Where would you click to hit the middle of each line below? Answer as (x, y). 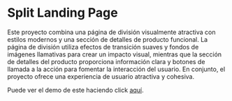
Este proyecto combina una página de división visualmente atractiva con (111, 32)
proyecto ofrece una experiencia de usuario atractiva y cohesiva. (101, 76)
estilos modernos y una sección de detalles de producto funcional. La (108, 39)
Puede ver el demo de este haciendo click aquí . (76, 90)
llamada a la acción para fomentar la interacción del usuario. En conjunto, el (116, 69)
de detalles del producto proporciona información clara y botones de (106, 61)
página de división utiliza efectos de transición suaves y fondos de (103, 47)
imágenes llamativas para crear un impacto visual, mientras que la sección (115, 54)
